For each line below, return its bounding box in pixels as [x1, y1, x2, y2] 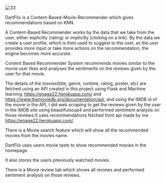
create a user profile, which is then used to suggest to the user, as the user [5, 40, 159, 46]
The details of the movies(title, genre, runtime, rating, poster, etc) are [5, 80, 147, 86]
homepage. [5, 148, 29, 153]
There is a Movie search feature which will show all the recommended [5, 127, 149, 133]
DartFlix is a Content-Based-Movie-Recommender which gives [5, 14, 134, 20]
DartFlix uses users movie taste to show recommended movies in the [5, 142, 147, 148]
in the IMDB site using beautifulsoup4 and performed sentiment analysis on [5, 107, 160, 113]
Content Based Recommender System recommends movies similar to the [5, 60, 155, 66]
